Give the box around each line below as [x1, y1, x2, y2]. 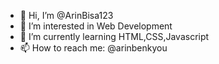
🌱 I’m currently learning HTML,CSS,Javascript [19, 31, 210, 42]
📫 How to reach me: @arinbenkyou [19, 42, 168, 54]
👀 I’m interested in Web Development [19, 20, 173, 32]
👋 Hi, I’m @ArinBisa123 [19, 10, 114, 21]
